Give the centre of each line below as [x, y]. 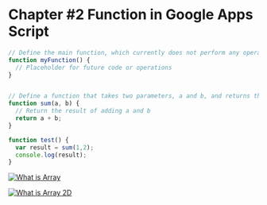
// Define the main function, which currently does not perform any [124, 52]
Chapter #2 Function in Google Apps [131, 15]
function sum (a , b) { [44, 104]
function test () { [39, 140]
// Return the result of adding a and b [83, 111]
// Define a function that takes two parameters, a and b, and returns [129, 96]
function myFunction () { [49, 60]
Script [29, 31]
